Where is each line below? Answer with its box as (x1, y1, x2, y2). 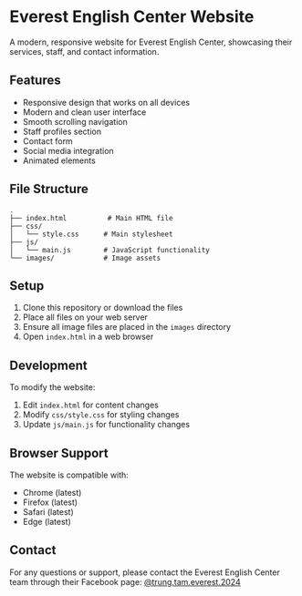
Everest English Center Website (9, 6, 255, 27)
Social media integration (22, 145, 114, 156)
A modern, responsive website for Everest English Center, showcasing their (9, 36, 293, 47)
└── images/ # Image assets (9, 253, 161, 262)
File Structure (9, 181, 89, 197)
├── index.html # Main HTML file (9, 213, 173, 222)
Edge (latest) (22, 517, 71, 527)
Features (9, 73, 61, 88)
